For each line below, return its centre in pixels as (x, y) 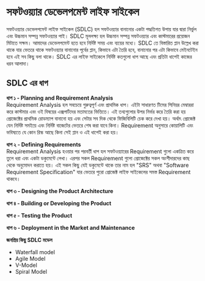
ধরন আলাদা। (18, 64)
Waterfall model (35, 252)
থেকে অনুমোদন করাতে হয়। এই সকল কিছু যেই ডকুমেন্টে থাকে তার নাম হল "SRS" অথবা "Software (98, 165)
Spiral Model (31, 271)
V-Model (26, 265)
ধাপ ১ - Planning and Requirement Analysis (60, 98)
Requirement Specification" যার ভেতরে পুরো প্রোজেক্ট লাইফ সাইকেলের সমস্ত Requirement (99, 172)
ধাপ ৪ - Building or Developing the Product (59, 203)
